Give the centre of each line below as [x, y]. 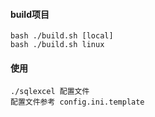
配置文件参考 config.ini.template [77, 102]
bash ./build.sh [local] [62, 36]
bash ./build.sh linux [57, 45]
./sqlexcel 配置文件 [50, 92]
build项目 [30, 14]
